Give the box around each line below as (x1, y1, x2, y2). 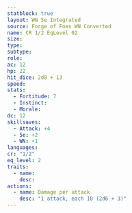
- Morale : (13, 106, 41, 113)
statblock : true (7, 10, 53, 17)
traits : (7, 163, 29, 170)
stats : (7, 87, 26, 93)
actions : (7, 183, 32, 190)
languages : (7, 144, 38, 151)
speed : (7, 80, 26, 87)
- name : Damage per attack (13, 189, 90, 196)
